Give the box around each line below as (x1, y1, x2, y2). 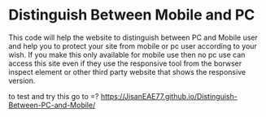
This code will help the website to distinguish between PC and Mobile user (8, 32, 259, 42)
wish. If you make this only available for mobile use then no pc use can (8, 50, 246, 59)
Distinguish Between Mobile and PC (8, 6, 255, 24)
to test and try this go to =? (8, 91, 99, 101)
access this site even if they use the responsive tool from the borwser (8, 58, 242, 68)
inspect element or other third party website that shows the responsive (8, 67, 246, 76)
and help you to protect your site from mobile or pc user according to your (8, 41, 258, 50)
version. (8, 76, 36, 85)
